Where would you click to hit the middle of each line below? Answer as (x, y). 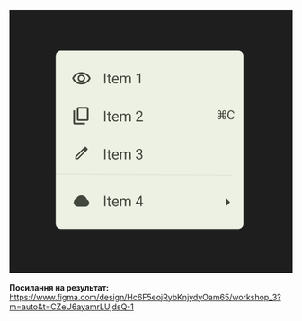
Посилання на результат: (59, 287)
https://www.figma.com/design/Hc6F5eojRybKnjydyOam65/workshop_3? (145, 297)
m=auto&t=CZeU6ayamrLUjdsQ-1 (72, 307)
